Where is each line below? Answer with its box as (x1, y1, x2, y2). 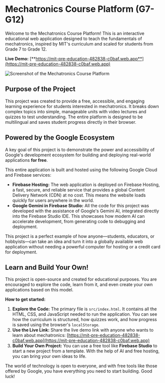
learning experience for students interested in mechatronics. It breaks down (5, 103, 159, 109)
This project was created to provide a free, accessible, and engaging (5, 98, 145, 104)
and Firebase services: (5, 172, 52, 178)
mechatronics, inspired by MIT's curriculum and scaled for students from (5, 41, 154, 47)
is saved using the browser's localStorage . (12, 322, 100, 328)
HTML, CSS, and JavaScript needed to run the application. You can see (12, 311, 158, 317)
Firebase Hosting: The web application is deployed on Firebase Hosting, (12, 182, 160, 188)
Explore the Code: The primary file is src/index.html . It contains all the (12, 306, 157, 312)
